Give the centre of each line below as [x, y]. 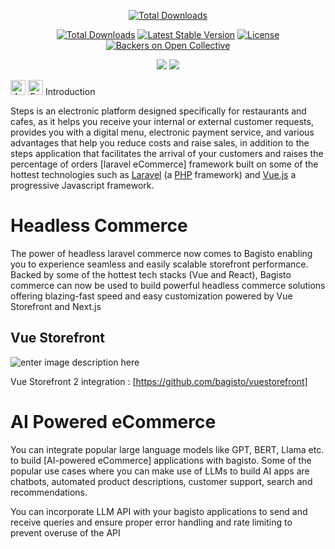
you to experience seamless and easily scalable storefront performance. [159, 264]
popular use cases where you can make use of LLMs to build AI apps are [160, 471]
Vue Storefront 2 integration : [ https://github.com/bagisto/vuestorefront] [159, 381]
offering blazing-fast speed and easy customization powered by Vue [151, 296]
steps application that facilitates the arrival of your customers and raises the [167, 153]
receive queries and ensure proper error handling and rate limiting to [151, 522]
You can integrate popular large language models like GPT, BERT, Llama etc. [167, 449]
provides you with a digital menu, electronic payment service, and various [162, 132]
